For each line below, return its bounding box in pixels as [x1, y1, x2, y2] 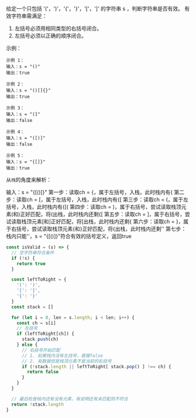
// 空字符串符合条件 [11, 250, 54, 256]
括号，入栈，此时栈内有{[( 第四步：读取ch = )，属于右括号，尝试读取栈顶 [6, 203, 181, 210]
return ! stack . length [11, 401, 64, 407]
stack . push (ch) [21, 337, 59, 342]
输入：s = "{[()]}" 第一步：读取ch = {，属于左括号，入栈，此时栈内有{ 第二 [6, 189, 185, 195]
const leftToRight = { [11, 277, 67, 283]
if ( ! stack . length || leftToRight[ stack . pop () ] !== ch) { [21, 363, 171, 369]
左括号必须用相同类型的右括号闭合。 [14, 25, 102, 32]
